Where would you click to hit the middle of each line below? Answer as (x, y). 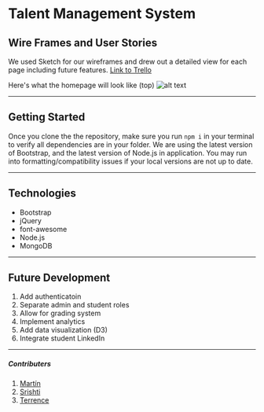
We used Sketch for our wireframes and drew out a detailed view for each (128, 61)
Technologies (42, 193)
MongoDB (36, 245)
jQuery (30, 220)
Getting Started (47, 118)
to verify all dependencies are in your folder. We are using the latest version (130, 144)
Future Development (59, 278)
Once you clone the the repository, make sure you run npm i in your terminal (131, 136)
